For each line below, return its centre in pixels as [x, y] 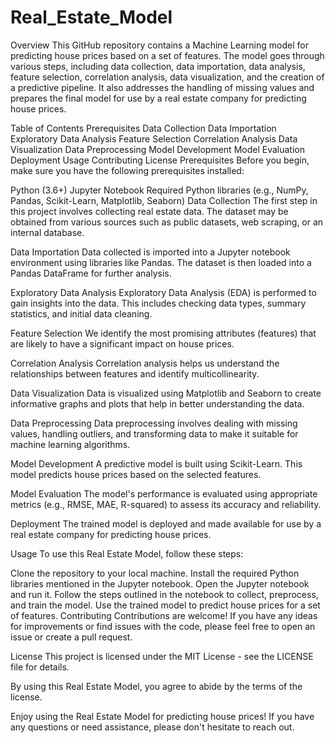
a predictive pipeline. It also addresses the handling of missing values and [162, 87]
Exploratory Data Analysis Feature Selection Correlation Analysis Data [154, 138]
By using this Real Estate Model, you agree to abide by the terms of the [156, 686]
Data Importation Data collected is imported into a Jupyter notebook [150, 252]
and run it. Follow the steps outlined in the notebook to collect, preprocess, [164, 594]
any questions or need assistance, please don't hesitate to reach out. [152, 727]
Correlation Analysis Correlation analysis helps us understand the [145, 363]
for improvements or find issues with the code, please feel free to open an [163, 626]
